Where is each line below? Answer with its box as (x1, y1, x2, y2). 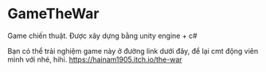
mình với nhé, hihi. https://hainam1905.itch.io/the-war (7, 55, 182, 64)
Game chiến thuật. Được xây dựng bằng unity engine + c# (7, 31, 198, 40)
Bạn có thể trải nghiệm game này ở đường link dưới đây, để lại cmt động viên (7, 46, 259, 55)
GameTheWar (7, 5, 100, 23)
